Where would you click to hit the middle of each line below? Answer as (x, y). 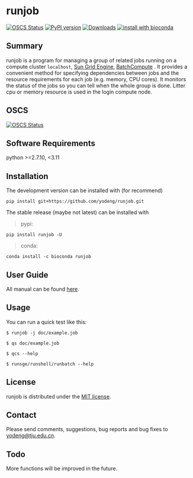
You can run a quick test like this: (46, 322)
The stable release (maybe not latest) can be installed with (78, 212)
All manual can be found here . (43, 289)
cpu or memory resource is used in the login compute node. (79, 92)
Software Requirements (51, 143)
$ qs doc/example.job (33, 343)
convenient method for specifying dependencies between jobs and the (93, 73)
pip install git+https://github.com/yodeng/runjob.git (75, 202)
